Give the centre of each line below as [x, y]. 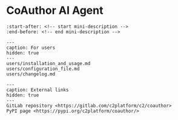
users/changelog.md [31, 74]
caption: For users [31, 48]
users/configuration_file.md [43, 69]
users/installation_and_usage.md [48, 63]
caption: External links [38, 90]
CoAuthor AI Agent [55, 11]
